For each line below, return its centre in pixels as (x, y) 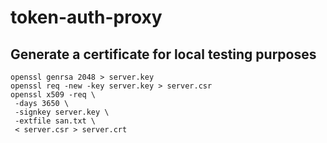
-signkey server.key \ (62, 112)
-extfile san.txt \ (55, 121)
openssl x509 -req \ (53, 95)
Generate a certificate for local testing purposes (163, 54)
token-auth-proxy (86, 17)
